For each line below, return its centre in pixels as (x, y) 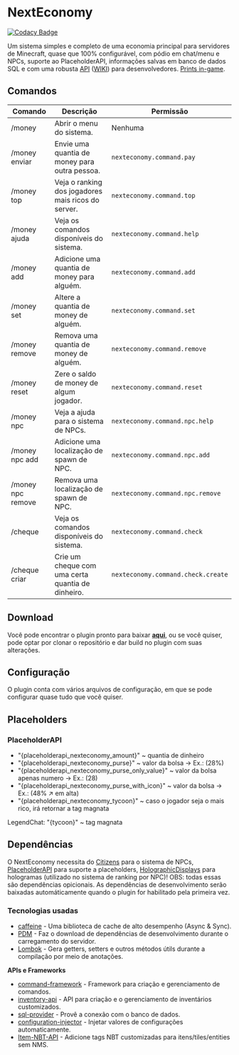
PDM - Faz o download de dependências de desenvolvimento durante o (123, 934)
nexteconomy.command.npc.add (161, 455)
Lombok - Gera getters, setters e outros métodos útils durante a (111, 949)
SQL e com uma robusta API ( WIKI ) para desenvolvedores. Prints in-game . (116, 68)
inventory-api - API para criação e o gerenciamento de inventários (115, 999)
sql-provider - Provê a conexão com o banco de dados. (99, 1014)
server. (66, 209)
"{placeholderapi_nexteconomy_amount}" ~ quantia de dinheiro (111, 755)
